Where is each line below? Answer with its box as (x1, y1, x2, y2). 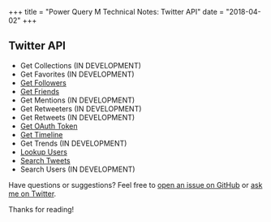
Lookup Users (19, 146, 67, 157)
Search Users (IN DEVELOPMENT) (19, 164, 135, 174)
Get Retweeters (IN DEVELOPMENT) (19, 103, 142, 113)
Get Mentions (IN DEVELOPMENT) (19, 95, 135, 105)
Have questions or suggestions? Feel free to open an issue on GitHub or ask (8, 180, 263, 189)
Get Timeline (19, 129, 63, 139)
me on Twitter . (8, 189, 57, 198)
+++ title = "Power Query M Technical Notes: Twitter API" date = (8, 7, 225, 16)
